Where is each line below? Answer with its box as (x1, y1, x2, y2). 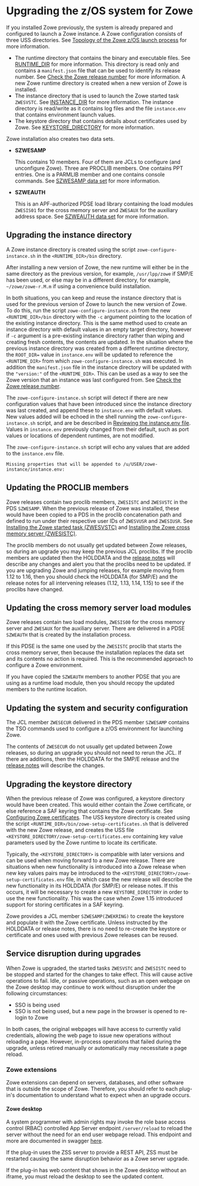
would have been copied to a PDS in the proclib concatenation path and (6, 511, 182, 518)
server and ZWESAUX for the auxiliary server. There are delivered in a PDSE (6, 625, 185, 632)
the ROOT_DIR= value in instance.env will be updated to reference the (6, 351, 173, 358)
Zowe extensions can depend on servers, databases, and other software (6, 1079, 184, 1086)
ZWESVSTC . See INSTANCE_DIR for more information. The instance (14, 98, 174, 105)
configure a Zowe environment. (6, 661, 83, 669)
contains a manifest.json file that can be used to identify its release (14, 67, 181, 74)
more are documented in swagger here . (6, 1137, 103, 1144)
